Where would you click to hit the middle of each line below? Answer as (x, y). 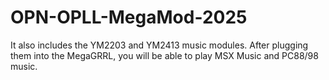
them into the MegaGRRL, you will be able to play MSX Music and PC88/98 (164, 55)
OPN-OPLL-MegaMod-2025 (129, 17)
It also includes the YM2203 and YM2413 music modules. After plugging (159, 45)
